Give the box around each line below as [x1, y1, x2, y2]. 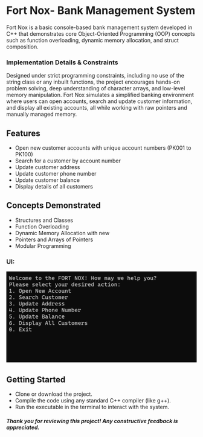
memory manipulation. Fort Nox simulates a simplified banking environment [6, 92, 195, 99]
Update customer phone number [14, 170, 97, 178]
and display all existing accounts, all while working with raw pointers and [6, 104, 187, 112]
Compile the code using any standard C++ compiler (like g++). [14, 397, 171, 404]
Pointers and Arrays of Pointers [14, 236, 94, 243]
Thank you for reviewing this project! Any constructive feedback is [6, 417, 178, 424]
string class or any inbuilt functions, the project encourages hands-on [6, 78, 180, 85]
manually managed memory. [6, 110, 77, 118]
